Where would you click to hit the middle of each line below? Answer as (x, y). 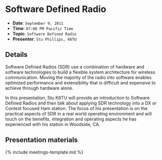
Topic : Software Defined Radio (44, 33)
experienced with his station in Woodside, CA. (53, 124)
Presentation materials (42, 140)
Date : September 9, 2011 (38, 23)
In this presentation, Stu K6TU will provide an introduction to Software (77, 97)
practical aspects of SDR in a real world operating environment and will (78, 113)
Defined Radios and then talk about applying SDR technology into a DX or (81, 103)
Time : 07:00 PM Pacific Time (43, 28)
